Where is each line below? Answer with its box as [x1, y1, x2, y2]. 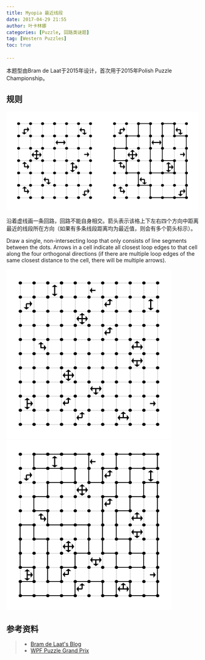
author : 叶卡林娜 [6, 23, 47, 29]
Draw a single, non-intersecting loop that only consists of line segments [6, 237, 187, 245]
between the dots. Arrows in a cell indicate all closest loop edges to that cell [6, 243, 198, 251]
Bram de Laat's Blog [30, 640, 82, 648]
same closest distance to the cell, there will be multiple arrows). [6, 257, 167, 264]
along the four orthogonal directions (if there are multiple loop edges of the [6, 250, 195, 258]
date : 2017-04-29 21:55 [6, 16, 67, 23]
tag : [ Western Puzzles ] [6, 35, 67, 42]
